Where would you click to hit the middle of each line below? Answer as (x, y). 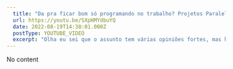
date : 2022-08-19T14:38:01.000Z (60, 26)
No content (23, 59)
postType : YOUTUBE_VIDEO (49, 33)
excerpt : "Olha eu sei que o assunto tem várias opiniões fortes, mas (117, 40)
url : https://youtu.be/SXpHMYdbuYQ (64, 20)
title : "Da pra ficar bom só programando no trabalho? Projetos (108, 14)
